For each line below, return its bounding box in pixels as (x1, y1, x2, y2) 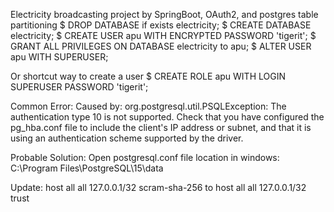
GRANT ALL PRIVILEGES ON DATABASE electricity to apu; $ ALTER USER (10, 40, 312, 52)
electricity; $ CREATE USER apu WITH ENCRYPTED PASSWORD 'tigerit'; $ (10, 30, 317, 41)
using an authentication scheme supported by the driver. (10, 132, 244, 144)
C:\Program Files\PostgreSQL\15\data (10, 162, 164, 174)
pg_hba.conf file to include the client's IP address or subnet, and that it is (10, 122, 312, 133)
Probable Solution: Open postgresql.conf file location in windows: (10, 152, 280, 163)
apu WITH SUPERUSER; (10, 51, 109, 63)
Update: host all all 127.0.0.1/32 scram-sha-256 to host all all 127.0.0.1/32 (10, 182, 307, 193)
